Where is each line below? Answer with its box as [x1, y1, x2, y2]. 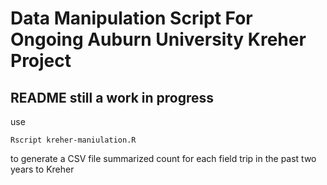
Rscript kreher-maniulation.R [10, 135, 137, 145]
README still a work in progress [10, 89, 215, 106]
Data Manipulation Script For [10, 7, 253, 30]
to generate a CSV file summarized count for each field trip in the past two [10, 153, 317, 164]
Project [10, 50, 72, 72]
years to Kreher [10, 163, 75, 175]
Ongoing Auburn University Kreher [10, 28, 307, 51]
